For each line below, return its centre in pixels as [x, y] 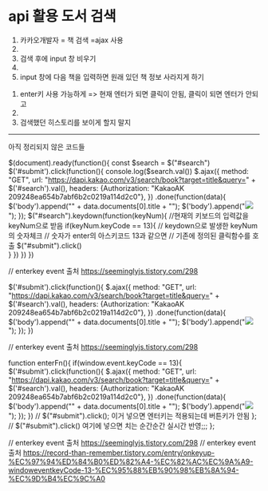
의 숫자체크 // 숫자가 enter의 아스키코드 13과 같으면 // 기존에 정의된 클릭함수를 [130, 236]
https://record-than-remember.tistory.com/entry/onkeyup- [119, 453]
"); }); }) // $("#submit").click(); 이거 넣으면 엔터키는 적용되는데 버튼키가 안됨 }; [132, 415]
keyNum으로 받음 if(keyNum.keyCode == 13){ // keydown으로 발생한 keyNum [133, 225]
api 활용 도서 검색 [62, 16]
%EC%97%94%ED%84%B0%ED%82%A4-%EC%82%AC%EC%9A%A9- [131, 461]
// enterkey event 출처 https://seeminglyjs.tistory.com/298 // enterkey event [132, 442]
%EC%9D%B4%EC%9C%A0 [57, 478]
